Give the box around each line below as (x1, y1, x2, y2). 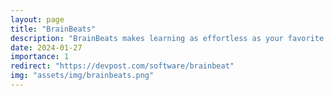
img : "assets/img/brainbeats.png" (10, 71, 155, 81)
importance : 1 (10, 52, 70, 62)
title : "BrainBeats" (10, 24, 97, 34)
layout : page (10, 14, 65, 25)
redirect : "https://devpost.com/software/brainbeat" (10, 61, 235, 71)
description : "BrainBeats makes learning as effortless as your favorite (10, 33, 325, 43)
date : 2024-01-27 (10, 42, 83, 53)
